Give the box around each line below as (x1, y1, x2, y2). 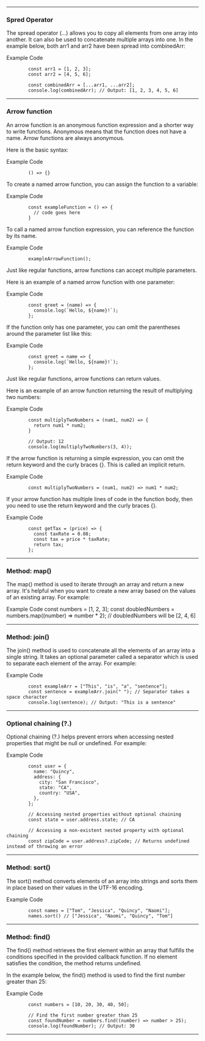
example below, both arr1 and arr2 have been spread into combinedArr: (6, 42, 186, 50)
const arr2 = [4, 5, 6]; (28, 72, 92, 78)
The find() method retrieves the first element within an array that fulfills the (6, 947, 194, 954)
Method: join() (6, 633, 50, 641)
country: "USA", (38, 790, 81, 796)
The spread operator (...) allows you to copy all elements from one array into (6, 29, 198, 37)
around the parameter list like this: (6, 329, 92, 337)
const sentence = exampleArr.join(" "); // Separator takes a (28, 689, 190, 695)
